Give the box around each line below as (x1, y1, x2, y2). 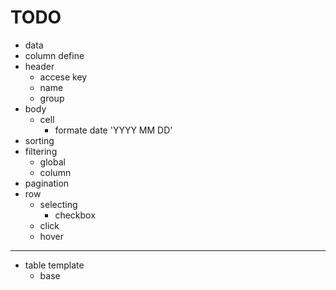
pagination (24, 177, 70, 189)
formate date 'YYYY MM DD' (54, 124, 173, 136)
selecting (39, 198, 78, 210)
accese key (39, 71, 88, 83)
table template (24, 259, 85, 271)
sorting (24, 134, 55, 146)
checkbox (54, 209, 96, 221)
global (39, 156, 66, 168)
